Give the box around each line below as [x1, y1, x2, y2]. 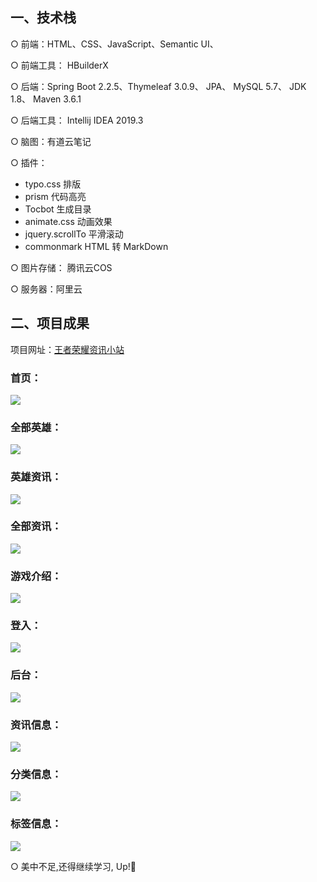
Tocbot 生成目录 [24, 203, 92, 215]
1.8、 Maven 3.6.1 [10, 93, 82, 105]
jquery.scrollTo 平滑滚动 [24, 228, 124, 240]
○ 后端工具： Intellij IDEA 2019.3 [10, 114, 144, 126]
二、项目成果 [10, 315, 90, 332]
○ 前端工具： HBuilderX [10, 59, 109, 71]
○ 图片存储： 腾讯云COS [10, 261, 113, 273]
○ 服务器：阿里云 [10, 283, 83, 295]
